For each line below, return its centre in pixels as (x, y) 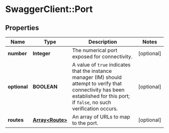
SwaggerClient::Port (49, 9)
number (17, 53)
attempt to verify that (97, 84)
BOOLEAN (45, 87)
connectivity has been (98, 90)
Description (103, 42)
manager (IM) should (97, 77)
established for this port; (101, 96)
